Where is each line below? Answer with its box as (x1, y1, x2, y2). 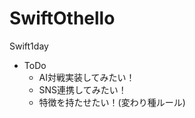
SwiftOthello (9, 7, 116, 30)
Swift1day (9, 40, 49, 52)
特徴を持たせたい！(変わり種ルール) (38, 96, 186, 108)
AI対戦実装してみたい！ (38, 71, 136, 83)
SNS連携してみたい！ (38, 83, 127, 96)
